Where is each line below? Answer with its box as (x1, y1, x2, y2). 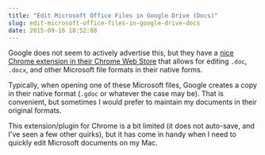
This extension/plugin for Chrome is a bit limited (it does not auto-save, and (8, 121, 255, 131)
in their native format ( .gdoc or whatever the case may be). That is (8, 89, 224, 99)
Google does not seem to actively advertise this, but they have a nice (8, 48, 234, 58)
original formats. (8, 106, 62, 115)
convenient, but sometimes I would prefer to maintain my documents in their (8, 97, 258, 107)
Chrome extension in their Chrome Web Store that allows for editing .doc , (8, 56, 248, 66)
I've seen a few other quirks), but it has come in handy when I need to (8, 130, 236, 139)
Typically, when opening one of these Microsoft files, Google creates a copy (8, 80, 258, 90)
